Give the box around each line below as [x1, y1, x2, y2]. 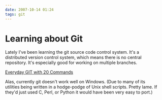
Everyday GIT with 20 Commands [5, 69, 73, 75]
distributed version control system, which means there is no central [5, 55, 142, 61]
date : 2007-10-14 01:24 [5, 7, 54, 12]
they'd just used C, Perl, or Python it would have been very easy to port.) [5, 89, 153, 95]
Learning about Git [5, 33, 83, 44]
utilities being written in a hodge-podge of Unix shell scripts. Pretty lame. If [5, 84, 158, 90]
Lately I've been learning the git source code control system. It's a [5, 49, 139, 55]
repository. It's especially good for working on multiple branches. [5, 60, 137, 66]
